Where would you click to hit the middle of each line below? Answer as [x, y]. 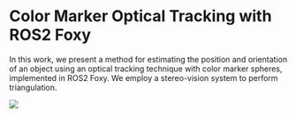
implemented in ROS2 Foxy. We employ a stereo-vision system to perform [144, 77]
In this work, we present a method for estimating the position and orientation [148, 59]
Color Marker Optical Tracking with [140, 16]
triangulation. [33, 87]
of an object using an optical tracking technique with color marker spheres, [146, 69]
